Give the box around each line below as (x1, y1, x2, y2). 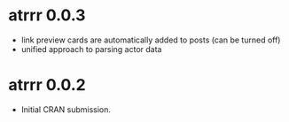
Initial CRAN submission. (20, 103, 112, 115)
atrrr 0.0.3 (8, 5, 86, 26)
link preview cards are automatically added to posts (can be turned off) (20, 34, 281, 45)
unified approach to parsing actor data (20, 43, 162, 54)
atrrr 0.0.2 (8, 75, 86, 95)
